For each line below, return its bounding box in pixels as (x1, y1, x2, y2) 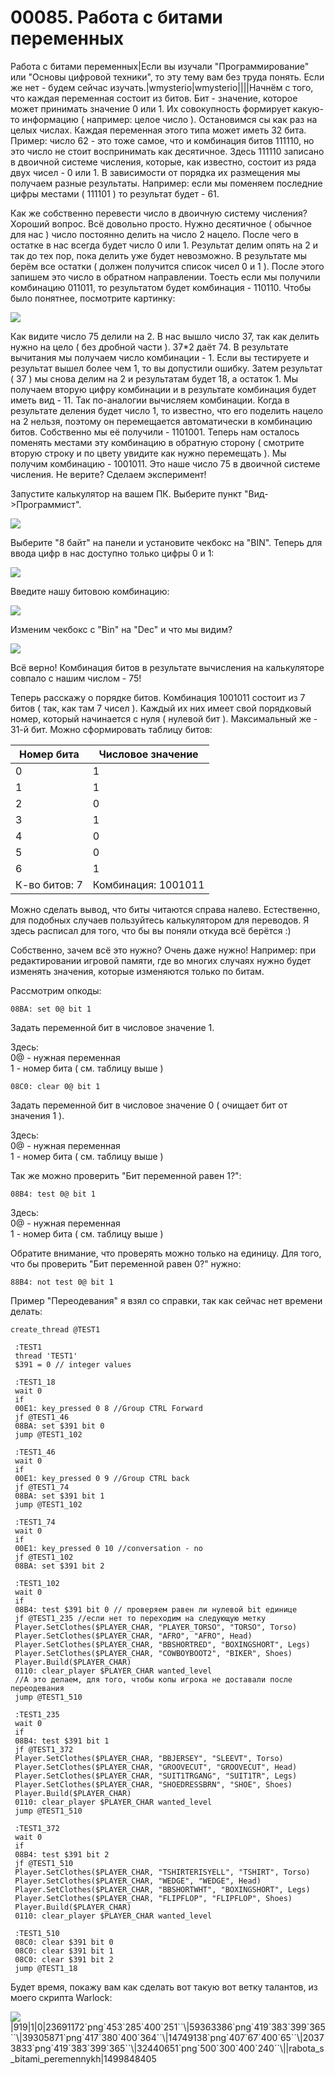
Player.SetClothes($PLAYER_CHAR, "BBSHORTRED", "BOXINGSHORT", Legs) (14, 1639, 311, 1650)
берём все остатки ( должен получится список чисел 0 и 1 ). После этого (10, 260, 325, 272)
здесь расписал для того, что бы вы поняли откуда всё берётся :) (10, 924, 292, 936)
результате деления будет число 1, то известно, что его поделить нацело (10, 404, 324, 416)
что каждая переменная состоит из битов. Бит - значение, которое (10, 92, 298, 104)
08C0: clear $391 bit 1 (14, 1946, 114, 1956)
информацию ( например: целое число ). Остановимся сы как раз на (21, 113, 318, 125)
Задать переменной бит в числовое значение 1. (10, 1021, 215, 1033)
